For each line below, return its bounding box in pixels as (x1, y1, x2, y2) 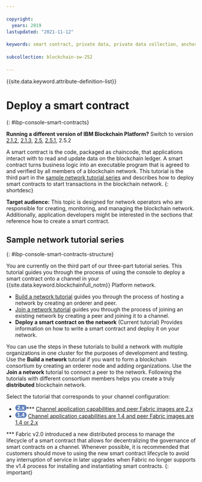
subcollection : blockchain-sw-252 (6, 54, 93, 60)
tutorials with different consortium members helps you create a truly (6, 375, 175, 382)
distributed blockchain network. (6, 382, 87, 389)
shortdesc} (6, 186, 34, 194)
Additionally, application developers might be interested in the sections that (6, 211, 193, 218)
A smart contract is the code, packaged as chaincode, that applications (6, 148, 183, 156)
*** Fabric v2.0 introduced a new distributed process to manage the (6, 430, 175, 438)
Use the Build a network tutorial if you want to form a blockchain (6, 356, 167, 363)
